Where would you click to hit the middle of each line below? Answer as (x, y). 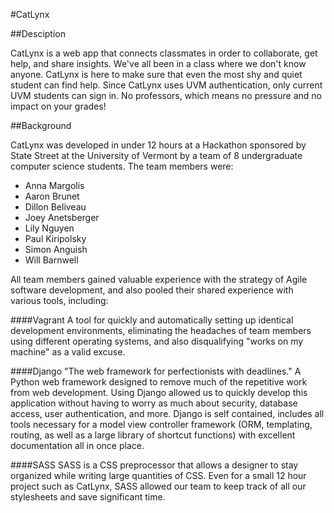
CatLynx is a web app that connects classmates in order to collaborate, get (164, 53)
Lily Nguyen (49, 228)
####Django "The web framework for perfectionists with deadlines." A (156, 371)
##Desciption (38, 33)
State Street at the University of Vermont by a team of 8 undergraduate (156, 155)
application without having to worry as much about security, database (154, 403)
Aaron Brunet (52, 196)
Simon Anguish (56, 249)
